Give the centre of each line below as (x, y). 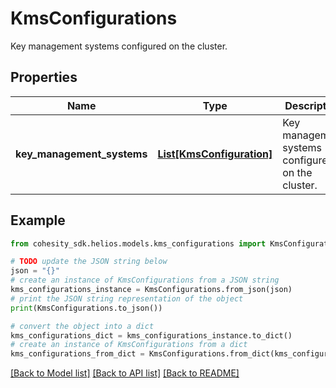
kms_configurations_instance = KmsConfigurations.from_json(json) (151, 290)
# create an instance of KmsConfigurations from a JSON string (145, 280)
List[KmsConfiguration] (215, 154)
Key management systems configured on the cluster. (119, 46)
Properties (44, 77)
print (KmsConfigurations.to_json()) (86, 308)
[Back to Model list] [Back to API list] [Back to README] (125, 373)
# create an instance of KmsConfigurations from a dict (129, 345)
